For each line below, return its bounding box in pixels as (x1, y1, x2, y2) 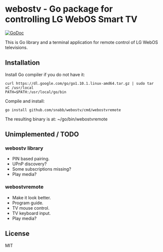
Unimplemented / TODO (5, 130, 79, 138)
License (5, 230, 30, 238)
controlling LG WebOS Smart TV (5, 14, 138, 25)
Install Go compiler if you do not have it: (5, 72, 85, 78)
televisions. (5, 44, 28, 50)
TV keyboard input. (12, 210, 51, 216)
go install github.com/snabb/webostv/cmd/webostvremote (5, 107, 121, 113)
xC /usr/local (5, 85, 34, 90)
